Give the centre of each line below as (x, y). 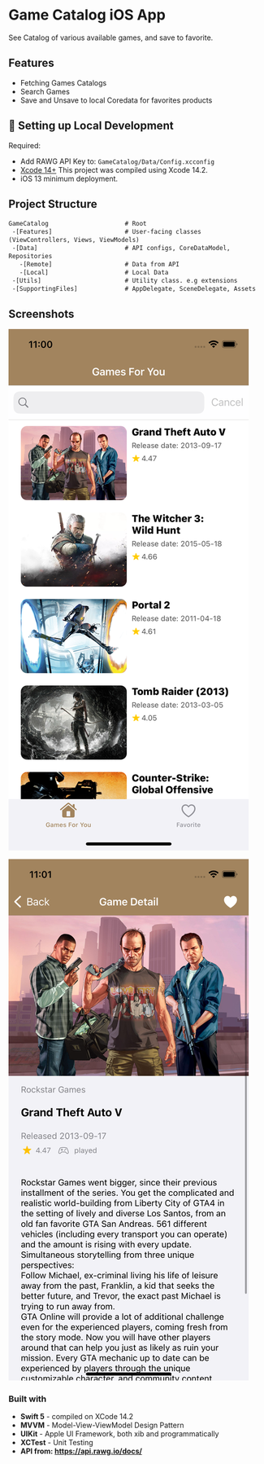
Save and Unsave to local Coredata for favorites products (116, 100)
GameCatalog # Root (78, 224)
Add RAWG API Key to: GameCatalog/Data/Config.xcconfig (117, 161)
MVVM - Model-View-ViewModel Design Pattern (102, 1425)
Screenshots (41, 314)
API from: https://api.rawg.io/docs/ (81, 1451)
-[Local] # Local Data (94, 273)
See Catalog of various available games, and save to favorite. (111, 37)
